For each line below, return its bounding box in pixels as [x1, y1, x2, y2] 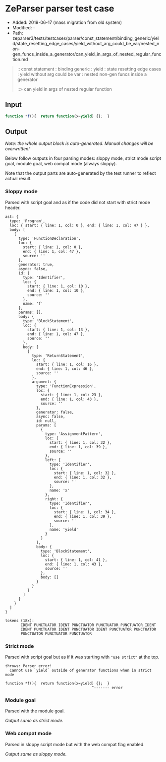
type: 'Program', [9, 218, 46, 223]
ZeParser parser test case [5, 3, 114, 14]
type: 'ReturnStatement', [31, 353, 85, 358]
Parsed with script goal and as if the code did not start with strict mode [5, 199, 150, 205]
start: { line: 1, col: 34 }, [54, 509, 116, 514]
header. [5, 205, 21, 210]
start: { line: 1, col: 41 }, [45, 557, 108, 562]
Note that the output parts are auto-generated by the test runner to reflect [5, 170, 156, 176]
